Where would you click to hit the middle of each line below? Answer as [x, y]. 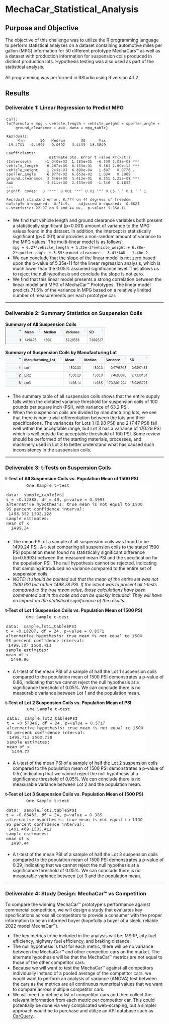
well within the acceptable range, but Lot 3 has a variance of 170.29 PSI [87, 428]
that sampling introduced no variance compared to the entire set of [82, 568]
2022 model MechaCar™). [32, 926]
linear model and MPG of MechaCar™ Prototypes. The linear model [81, 285]
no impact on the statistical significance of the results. [69, 600]
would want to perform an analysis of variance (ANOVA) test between [85, 979]
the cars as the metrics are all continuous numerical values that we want [88, 984]
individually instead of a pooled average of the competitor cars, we [82, 973]
